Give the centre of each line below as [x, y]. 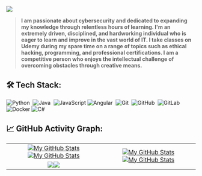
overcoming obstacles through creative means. [81, 65]
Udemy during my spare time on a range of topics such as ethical [104, 46]
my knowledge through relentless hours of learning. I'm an [96, 27]
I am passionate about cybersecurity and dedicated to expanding [104, 20]
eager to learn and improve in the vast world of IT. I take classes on [106, 40]
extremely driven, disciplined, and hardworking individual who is [103, 33]
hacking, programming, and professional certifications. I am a [99, 52]
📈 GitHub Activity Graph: [55, 129]
